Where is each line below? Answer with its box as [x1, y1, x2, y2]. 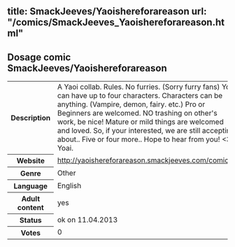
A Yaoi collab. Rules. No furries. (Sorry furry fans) [57, 82, 220, 92]
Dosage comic [7, 51, 71, 63]
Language [13, 181, 48, 191]
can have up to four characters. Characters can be [57, 91, 223, 101]
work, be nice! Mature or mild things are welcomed [57, 117, 224, 127]
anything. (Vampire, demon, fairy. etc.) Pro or [57, 99, 206, 109]
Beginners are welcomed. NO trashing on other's [57, 108, 218, 118]
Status [19, 215, 42, 225]
